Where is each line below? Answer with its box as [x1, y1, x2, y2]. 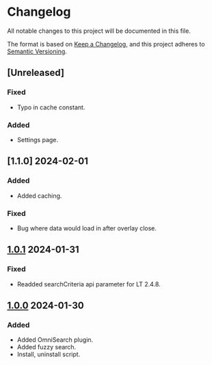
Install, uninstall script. [16, 350, 81, 359]
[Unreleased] [7, 67, 65, 79]
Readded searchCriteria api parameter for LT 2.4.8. [16, 280, 161, 288]
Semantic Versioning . [7, 47, 67, 55]
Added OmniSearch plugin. [16, 336, 94, 344]
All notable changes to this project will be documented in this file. [7, 27, 191, 35]
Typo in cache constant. [16, 103, 85, 111]
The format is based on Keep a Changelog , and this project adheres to [7, 40, 205, 48]
